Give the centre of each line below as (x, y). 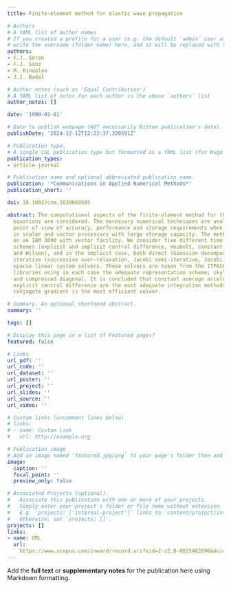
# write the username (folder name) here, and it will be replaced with (113, 45)
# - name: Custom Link (40, 430)
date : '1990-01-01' (35, 115)
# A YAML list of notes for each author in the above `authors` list (109, 96)
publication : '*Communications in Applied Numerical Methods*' (100, 184)
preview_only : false (43, 481)
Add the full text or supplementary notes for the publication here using (109, 570)
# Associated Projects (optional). (58, 493)
